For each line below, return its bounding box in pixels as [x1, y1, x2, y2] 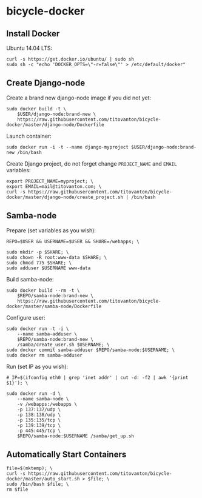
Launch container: [6, 132, 52, 140]
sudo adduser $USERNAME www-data [6, 265, 91, 271]
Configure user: [6, 314, 45, 321]
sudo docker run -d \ [6, 390, 61, 397]
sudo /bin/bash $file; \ [6, 481, 69, 488]
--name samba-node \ [17, 395, 69, 402]
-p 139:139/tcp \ [17, 422, 61, 428]
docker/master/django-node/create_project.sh [6, 194, 123, 200]
